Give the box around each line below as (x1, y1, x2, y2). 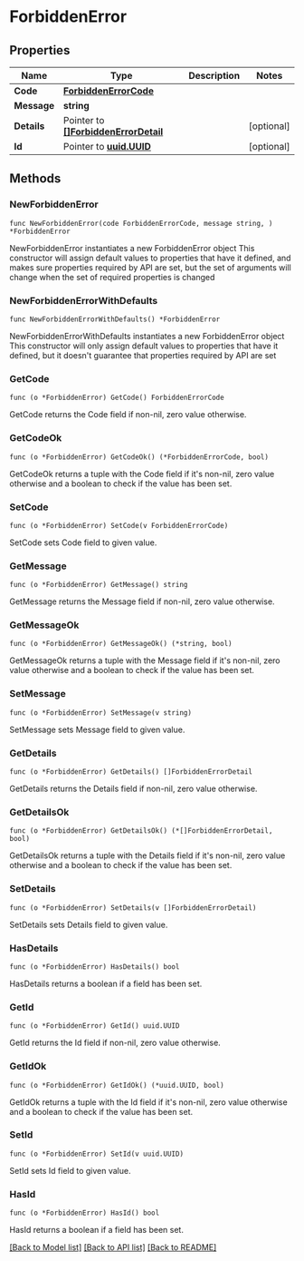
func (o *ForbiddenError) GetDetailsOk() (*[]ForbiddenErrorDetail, (9, 826, 273, 836)
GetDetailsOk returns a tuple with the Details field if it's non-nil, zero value (9, 850, 286, 861)
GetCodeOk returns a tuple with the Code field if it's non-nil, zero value (9, 468, 275, 479)
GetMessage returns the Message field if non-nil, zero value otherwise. (9, 596, 275, 607)
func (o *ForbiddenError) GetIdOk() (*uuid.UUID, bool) (9, 1080, 224, 1090)
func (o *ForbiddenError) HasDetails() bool (9, 962, 180, 972)
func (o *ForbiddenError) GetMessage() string (9, 581, 188, 590)
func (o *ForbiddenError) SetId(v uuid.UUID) (9, 1149, 184, 1158)
